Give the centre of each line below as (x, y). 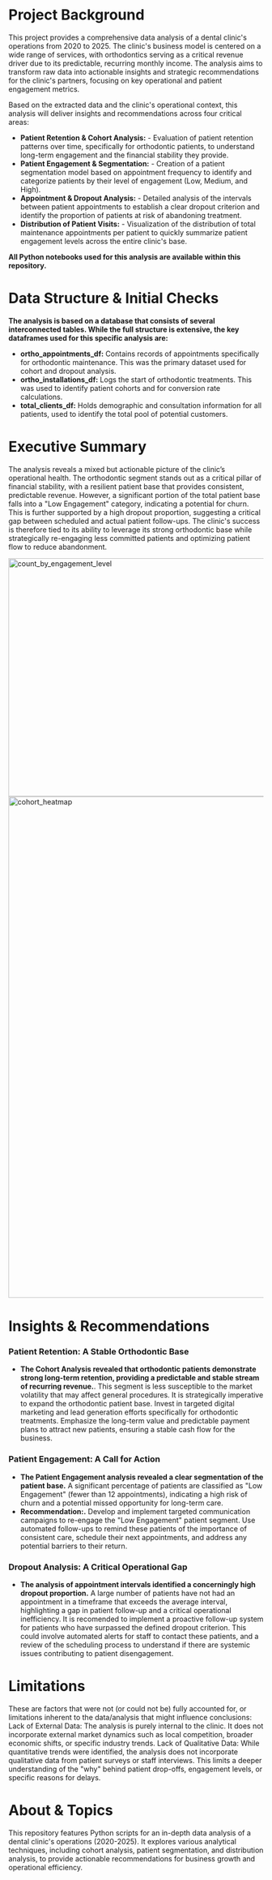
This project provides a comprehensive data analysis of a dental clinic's (127, 37)
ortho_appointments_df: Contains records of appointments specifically (140, 354)
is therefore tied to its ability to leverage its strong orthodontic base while (130, 530)
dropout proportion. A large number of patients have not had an (127, 1593)
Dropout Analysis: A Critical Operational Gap (98, 1567)
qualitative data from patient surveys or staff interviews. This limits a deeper (135, 1760)
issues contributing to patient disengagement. (97, 1653)
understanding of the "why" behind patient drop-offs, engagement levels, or (136, 1769)
